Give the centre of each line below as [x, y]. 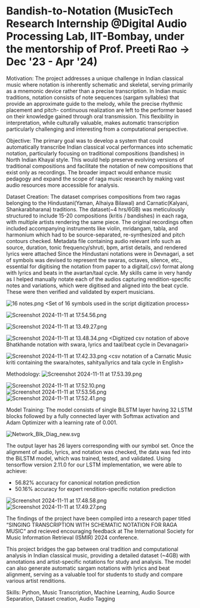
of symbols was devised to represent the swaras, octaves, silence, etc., [94, 260]
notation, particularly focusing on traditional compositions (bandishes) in [96, 153]
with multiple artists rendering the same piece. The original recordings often [99, 222]
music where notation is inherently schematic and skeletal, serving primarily [99, 84]
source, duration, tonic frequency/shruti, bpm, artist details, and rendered [96, 247]
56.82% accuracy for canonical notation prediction [77, 483]
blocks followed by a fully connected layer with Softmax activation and [93, 416]
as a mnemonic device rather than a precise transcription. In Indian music [96, 91]
